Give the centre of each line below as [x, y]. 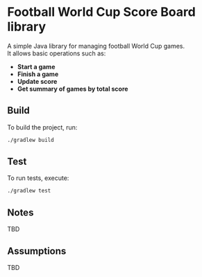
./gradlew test [29, 191]
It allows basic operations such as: [57, 53]
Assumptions [37, 251]
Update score [37, 81]
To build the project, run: [42, 127]
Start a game [36, 66]
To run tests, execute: [38, 178]
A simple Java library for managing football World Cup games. [96, 46]
